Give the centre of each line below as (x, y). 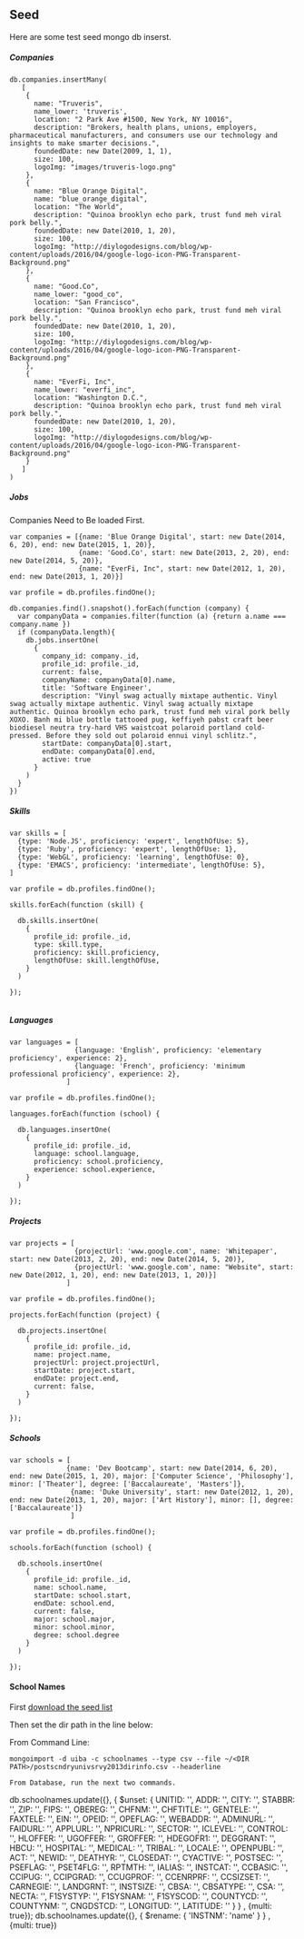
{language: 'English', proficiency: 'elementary (167, 1050)
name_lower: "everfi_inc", (84, 390)
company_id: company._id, (91, 656)
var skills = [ (38, 833)
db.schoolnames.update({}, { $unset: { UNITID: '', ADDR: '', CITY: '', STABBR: (152, 1799)
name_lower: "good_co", (78, 294)
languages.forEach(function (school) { (85, 1114)
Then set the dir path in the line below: (81, 1725)
